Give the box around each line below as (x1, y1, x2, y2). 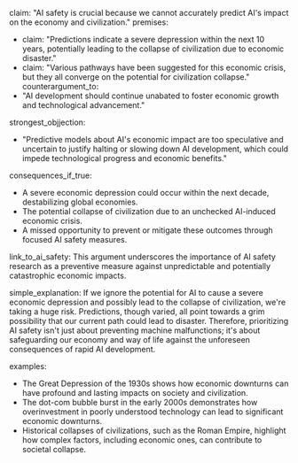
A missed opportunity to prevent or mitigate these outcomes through (21, 225, 273, 235)
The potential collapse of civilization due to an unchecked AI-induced (21, 206, 277, 216)
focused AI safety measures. (21, 235, 128, 244)
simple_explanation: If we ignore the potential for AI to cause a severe (9, 288, 263, 297)
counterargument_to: (21, 81, 99, 91)
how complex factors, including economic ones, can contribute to (21, 435, 263, 445)
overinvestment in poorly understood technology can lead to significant (21, 406, 284, 417)
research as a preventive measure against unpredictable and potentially (9, 261, 271, 271)
